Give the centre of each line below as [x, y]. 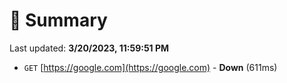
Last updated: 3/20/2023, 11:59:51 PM [89, 48]
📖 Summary [58, 20]
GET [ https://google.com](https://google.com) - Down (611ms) [150, 67]
